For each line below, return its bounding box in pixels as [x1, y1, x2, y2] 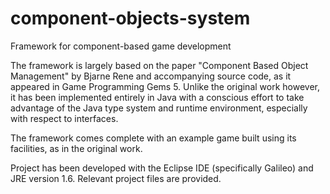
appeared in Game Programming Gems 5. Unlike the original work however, [10, 80, 320, 92]
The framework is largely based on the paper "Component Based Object [10, 59, 309, 71]
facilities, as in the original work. [10, 142, 143, 154]
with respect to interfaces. [10, 112, 119, 124]
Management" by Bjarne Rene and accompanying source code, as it [10, 70, 292, 82]
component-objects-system [10, 7, 251, 30]
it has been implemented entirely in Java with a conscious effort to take [10, 91, 305, 103]
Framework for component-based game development [10, 40, 232, 52]
